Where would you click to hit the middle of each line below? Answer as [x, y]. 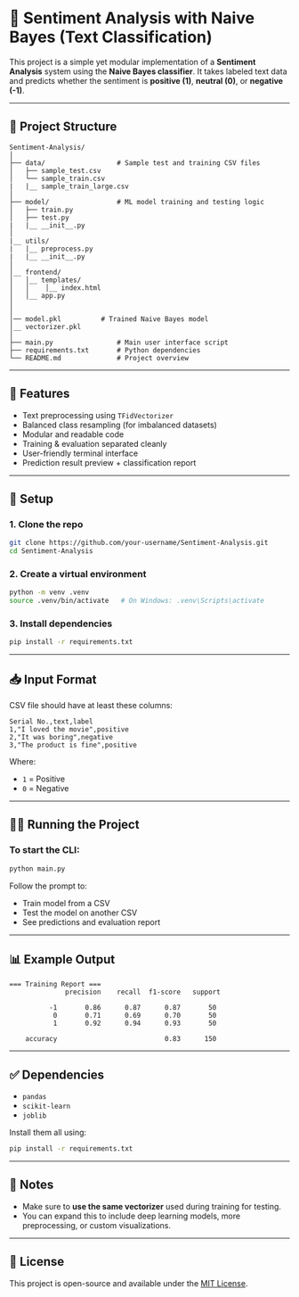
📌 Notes [32, 1185]
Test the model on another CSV [80, 913]
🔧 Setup [32, 499]
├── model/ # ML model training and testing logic [137, 202]
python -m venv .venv [49, 592]
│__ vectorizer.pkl [45, 326]
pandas [34, 1097]
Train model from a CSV [66, 903]
